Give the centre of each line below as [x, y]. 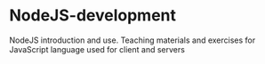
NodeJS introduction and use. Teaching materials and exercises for [132, 40]
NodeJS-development [92, 16]
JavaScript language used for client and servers [97, 49]
